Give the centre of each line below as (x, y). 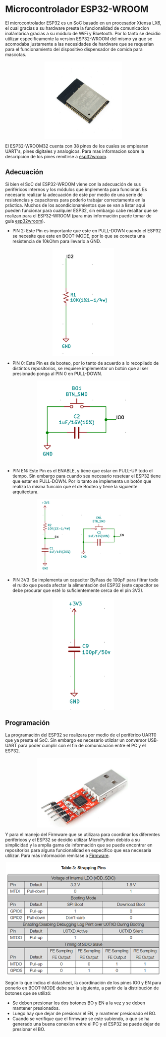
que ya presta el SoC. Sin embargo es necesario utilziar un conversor (76, 740)
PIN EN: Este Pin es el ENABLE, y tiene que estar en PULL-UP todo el (82, 471)
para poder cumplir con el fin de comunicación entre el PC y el (82, 745)
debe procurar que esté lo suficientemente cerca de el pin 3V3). (78, 590)
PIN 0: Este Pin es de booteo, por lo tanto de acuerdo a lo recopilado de (85, 363)
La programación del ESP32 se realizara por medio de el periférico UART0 (81, 735)
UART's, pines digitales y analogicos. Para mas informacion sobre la (75, 151)
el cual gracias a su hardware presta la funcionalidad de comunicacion (77, 28)
